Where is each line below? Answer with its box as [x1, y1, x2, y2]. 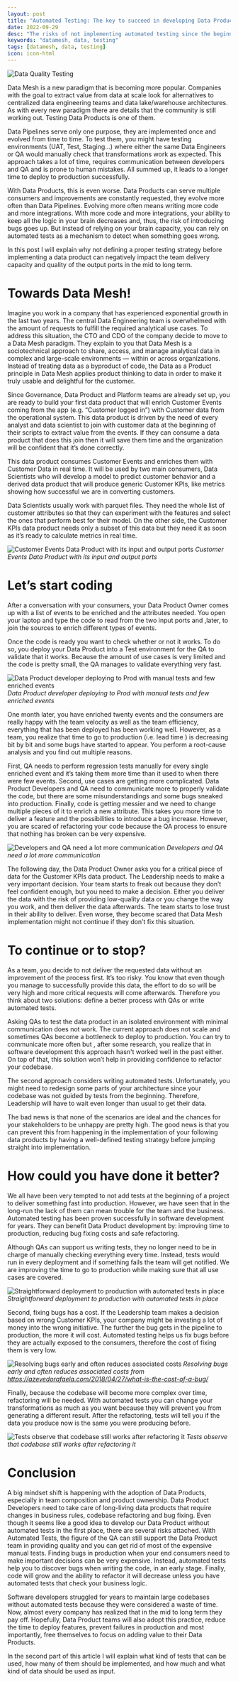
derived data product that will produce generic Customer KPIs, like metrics [7, 479, 225, 488]
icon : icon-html [7, 50, 55, 58]
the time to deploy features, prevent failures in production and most [7, 1622, 204, 1631]
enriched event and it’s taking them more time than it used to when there [7, 769, 220, 778]
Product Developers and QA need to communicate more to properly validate [7, 784, 229, 793]
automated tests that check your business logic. [7, 1578, 147, 1588]
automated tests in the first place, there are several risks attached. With [7, 1526, 216, 1534]
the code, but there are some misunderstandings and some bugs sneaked [7, 791, 223, 800]
